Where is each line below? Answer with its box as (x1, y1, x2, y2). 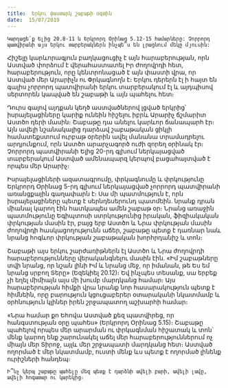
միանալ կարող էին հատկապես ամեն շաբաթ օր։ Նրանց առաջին (7, 204, 214, 212)
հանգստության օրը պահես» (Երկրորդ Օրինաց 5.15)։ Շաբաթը (7, 318, 204, 326)
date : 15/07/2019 (7, 16, 60, 23)
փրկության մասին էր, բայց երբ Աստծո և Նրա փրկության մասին (7, 218, 212, 227)
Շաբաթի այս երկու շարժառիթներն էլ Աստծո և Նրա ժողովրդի (7, 247, 205, 255)
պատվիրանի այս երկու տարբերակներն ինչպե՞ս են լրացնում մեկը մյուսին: (7, 41, 211, 48)
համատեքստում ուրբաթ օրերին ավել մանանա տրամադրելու (7, 132, 205, 141)
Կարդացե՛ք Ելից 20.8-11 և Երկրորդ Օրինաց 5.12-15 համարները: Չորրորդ (7, 35, 211, 42)
